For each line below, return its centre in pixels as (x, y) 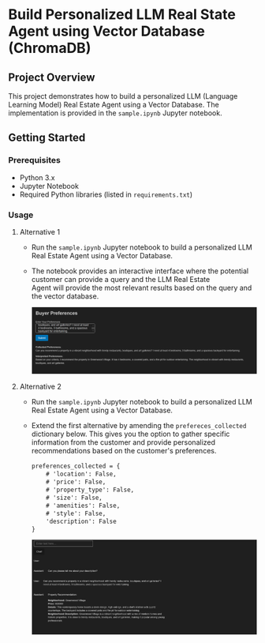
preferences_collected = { (76, 466)
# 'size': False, (74, 498)
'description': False (81, 522)
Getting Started (47, 138)
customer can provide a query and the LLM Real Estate (121, 279)
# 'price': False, (76, 482)
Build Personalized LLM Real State (122, 15)
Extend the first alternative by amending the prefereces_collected (139, 426)
